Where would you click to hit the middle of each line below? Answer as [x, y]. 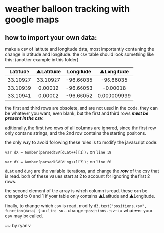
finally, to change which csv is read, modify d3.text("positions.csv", [76, 206]
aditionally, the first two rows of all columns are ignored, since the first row [81, 128]
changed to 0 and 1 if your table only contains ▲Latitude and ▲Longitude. [80, 196]
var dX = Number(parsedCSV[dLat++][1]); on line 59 [58, 152]
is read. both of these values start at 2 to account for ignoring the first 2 [78, 176]
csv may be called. [24, 216]
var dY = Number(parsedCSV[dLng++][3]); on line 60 [58, 162]
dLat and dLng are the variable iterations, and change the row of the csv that [82, 171]
